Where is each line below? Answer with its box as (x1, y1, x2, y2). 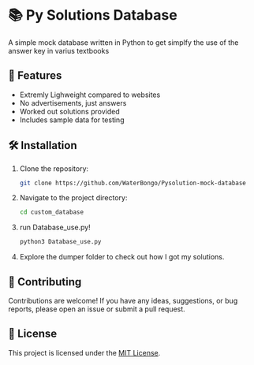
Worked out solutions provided (19, 106, 120, 116)
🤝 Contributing (8, 275, 82, 289)
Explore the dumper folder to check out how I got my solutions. (19, 252, 225, 262)
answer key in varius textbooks (8, 46, 110, 55)
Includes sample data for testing (19, 115, 125, 125)
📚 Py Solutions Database (8, 6, 177, 24)
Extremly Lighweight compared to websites (19, 90, 161, 99)
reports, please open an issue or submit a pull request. (8, 304, 185, 314)
